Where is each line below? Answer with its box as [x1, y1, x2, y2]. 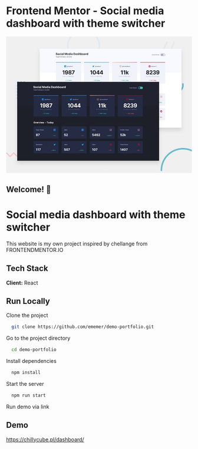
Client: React [6, 279, 38, 286]
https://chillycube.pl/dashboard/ [6, 435, 84, 443]
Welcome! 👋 [6, 184, 51, 194]
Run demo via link [6, 403, 49, 410]
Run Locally [6, 296, 50, 306]
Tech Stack [6, 264, 48, 274]
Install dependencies [6, 358, 57, 365]
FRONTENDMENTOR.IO [6, 246, 64, 253]
